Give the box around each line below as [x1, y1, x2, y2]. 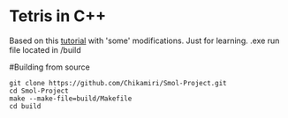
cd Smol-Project [9, 86, 69, 95]
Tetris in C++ [9, 6, 107, 26]
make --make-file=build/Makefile [9, 94, 133, 103]
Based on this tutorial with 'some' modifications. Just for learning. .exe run [9, 35, 280, 46]
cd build [9, 101, 42, 111]
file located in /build [9, 44, 81, 55]
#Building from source [9, 62, 90, 72]
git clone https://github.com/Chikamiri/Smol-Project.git [9, 78, 227, 87]
